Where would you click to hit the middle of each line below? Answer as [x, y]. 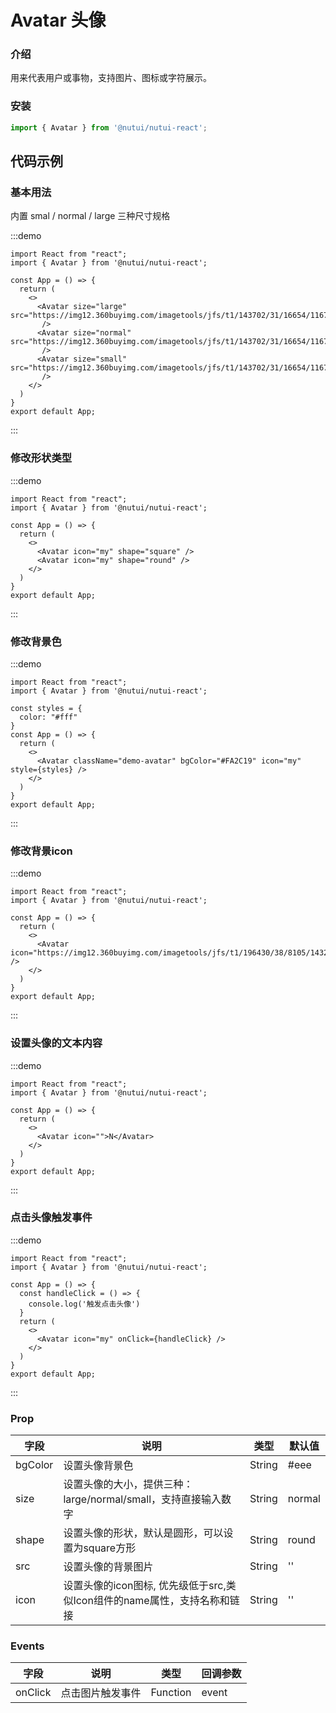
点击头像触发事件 [51, 1218]
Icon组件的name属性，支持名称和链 [156, 1601]
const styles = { [46, 708]
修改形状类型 [41, 458]
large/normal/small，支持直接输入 [142, 1499]
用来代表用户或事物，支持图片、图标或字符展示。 [111, 78]
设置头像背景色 [98, 1466]
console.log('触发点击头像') [84, 1304]
